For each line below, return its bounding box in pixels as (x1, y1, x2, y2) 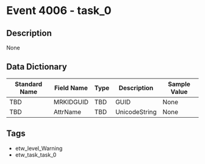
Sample (167, 80, 191, 88)
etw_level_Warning (15, 144, 63, 152)
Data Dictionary (6, 62, 67, 72)
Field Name (54, 84, 88, 92)
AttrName (53, 107, 81, 116)
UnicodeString (115, 107, 157, 116)
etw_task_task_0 (15, 151, 57, 159)
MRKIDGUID (53, 98, 88, 106)
